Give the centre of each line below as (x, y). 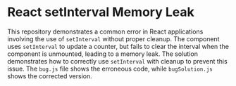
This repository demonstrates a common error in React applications (105, 31)
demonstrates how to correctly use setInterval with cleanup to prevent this (117, 61)
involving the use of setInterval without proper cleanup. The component (113, 38)
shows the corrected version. (50, 76)
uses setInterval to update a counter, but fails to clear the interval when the (118, 46)
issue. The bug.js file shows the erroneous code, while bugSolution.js (110, 69)
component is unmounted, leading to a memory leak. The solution (103, 54)
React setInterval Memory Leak (101, 12)
